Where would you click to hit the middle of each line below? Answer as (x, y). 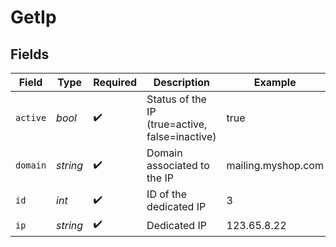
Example (275, 82)
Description (182, 82)
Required (115, 82)
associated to (178, 165)
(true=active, (177, 124)
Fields (30, 54)
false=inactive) (181, 136)
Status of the (176, 99)
